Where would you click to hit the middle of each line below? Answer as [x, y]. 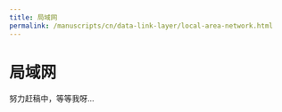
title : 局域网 [33, 17]
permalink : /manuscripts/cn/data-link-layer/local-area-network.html [141, 26]
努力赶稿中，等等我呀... [52, 99]
